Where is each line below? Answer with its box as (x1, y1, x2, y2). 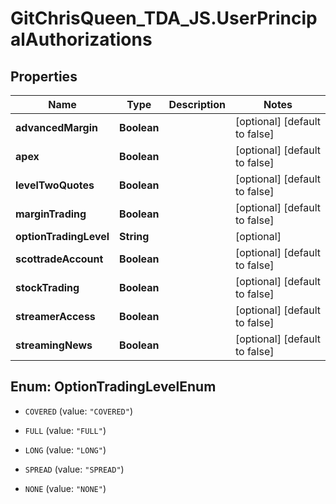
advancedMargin (15, 121, 98, 134)
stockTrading (15, 281, 80, 294)
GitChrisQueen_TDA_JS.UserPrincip (10, 7, 318, 30)
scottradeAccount (15, 252, 104, 266)
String (119, 230, 150, 243)
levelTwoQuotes (15, 178, 95, 192)
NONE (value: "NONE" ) (24, 482, 107, 494)
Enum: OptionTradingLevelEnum (10, 378, 217, 396)
